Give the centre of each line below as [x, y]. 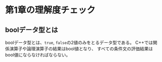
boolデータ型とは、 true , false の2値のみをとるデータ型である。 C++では [79, 43]
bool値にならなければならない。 [38, 55]
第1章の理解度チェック [50, 10]
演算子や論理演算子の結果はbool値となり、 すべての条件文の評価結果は [81, 49]
